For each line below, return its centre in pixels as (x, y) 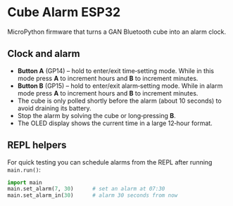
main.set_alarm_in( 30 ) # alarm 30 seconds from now (93, 195)
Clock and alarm (44, 54)
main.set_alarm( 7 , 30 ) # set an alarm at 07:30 (86, 189)
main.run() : (24, 169)
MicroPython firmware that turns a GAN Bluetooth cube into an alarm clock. (117, 32)
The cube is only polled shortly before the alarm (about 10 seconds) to (119, 101)
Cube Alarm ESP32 (64, 12)
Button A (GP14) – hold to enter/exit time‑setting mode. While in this (116, 70)
